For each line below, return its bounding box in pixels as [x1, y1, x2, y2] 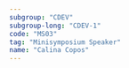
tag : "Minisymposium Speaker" [9, 37, 122, 47]
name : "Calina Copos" [9, 46, 90, 55]
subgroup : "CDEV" [9, 12, 74, 22]
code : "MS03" [9, 29, 58, 38]
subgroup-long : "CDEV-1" [9, 21, 101, 30]
